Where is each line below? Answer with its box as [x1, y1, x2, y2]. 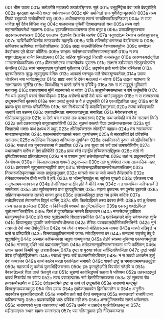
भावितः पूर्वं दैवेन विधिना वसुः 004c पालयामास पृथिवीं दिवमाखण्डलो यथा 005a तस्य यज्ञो [5, 21, 140, 27]
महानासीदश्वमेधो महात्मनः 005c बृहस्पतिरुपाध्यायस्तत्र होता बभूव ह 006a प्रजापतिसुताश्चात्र [5, 27, 145, 32]
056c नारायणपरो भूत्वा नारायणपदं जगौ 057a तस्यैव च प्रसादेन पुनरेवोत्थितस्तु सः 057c [5, 302, 141, 308]
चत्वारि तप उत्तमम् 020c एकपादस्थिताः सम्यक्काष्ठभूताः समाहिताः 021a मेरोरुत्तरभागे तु [5, 109, 137, 115]
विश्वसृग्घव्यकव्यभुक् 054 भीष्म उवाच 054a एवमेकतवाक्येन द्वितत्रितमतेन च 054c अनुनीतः [5, 286, 144, 292]
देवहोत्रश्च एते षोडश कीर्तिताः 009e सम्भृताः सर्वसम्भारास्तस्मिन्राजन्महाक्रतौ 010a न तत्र [5, 49, 138, 54]
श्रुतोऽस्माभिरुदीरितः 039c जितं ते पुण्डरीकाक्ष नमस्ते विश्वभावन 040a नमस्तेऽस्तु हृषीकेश [5, 209, 141, 214]
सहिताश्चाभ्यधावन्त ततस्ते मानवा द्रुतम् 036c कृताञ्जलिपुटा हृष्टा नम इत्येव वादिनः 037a [5, 192, 141, 198]
